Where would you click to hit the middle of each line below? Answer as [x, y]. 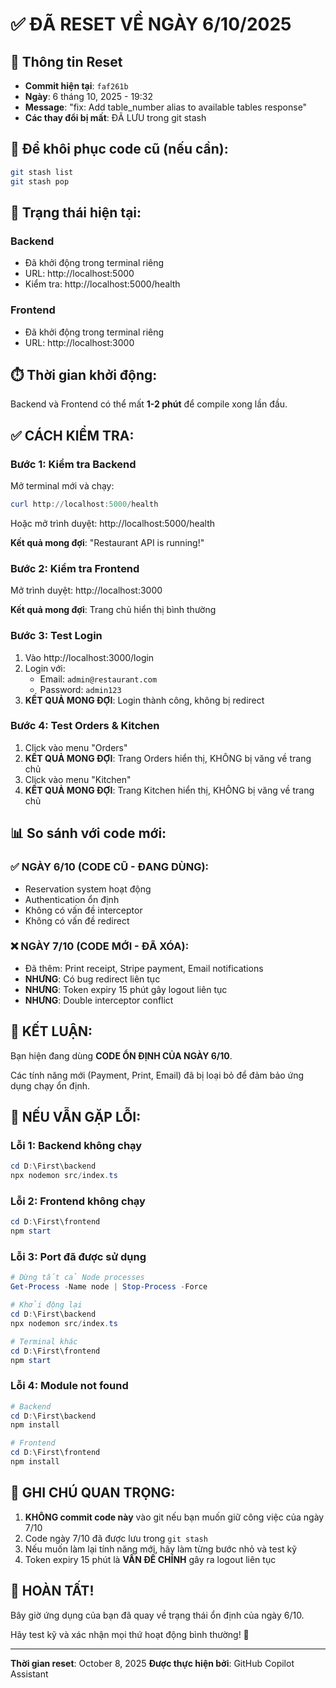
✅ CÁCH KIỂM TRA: [72, 435]
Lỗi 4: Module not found [69, 1386]
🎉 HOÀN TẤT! [52, 1591]
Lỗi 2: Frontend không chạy [78, 1201]
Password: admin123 [80, 689]
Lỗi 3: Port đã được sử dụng [78, 1257]
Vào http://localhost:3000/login [89, 657]
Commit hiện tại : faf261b [76, 86]
